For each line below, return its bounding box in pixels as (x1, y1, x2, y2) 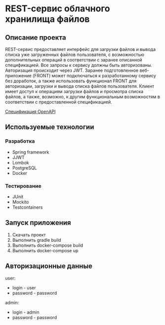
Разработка (5, 138, 35, 145)
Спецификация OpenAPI (5, 108, 56, 114)
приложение (5, 73, 32, 78)
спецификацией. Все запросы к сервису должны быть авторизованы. (5, 62, 152, 68)
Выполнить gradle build (12, 237, 61, 243)
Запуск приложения (5, 218, 71, 227)
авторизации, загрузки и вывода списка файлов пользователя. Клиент (5, 83, 155, 89)
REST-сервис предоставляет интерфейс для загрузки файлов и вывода (5, 47, 156, 52)
